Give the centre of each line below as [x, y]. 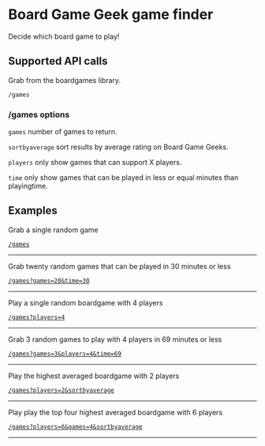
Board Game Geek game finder [111, 15]
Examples [33, 211]
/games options [39, 114]
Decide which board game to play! [64, 36]
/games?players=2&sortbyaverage [61, 390]
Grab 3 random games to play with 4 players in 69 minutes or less [115, 339]
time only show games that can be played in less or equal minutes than [123, 178]
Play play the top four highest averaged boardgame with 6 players [116, 412]
